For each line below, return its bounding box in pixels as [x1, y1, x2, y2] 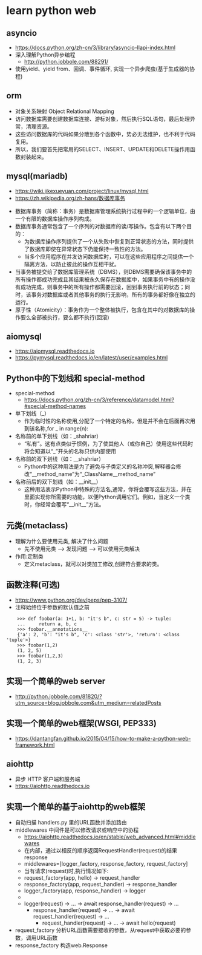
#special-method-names [24, 403, 86, 410]
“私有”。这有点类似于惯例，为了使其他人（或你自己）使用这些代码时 [24, 440, 194, 447]
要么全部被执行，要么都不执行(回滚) [20, 313, 110, 321]
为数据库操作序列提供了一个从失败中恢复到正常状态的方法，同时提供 [24, 237, 194, 245]
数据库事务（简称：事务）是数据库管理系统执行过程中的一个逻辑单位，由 [15, 207, 195, 214]
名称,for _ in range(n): [34, 425, 89, 432]
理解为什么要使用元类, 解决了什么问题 [15, 538, 109, 545]
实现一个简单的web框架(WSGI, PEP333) [6, 718, 157, 729]
